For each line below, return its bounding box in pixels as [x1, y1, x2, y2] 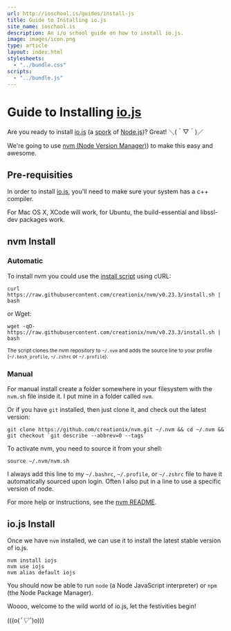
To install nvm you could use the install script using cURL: [7, 272, 172, 280]
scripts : [7, 68, 33, 75]
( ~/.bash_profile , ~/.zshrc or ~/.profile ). [7, 353, 109, 360]
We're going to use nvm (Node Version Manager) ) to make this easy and [7, 142, 213, 150]
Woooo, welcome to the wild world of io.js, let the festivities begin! [7, 602, 196, 610]
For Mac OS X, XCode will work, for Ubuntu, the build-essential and [7, 208, 199, 216]
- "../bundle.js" [13, 74, 64, 82]
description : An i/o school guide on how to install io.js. [7, 29, 185, 37]
